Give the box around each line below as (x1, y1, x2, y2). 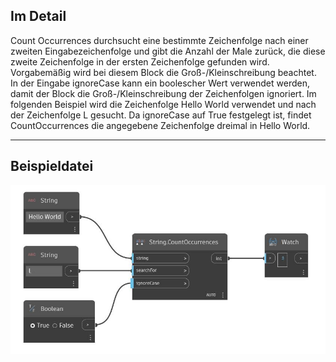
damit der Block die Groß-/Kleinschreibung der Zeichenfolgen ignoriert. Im (10, 87, 317, 99)
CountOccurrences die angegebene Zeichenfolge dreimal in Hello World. (10, 119, 311, 131)
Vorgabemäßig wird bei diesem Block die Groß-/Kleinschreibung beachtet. (10, 66, 317, 78)
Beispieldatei (10, 158, 94, 175)
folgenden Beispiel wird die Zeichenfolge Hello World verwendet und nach (10, 98, 317, 110)
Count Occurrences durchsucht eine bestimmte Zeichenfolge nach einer (10, 34, 309, 46)
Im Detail (10, 8, 67, 25)
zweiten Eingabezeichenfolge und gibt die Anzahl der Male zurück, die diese (10, 45, 326, 57)
